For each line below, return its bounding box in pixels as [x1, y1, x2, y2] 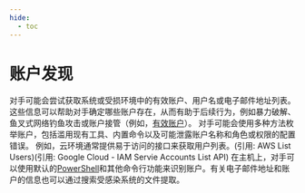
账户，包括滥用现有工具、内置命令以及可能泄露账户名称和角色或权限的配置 [16, 129, 296, 140]
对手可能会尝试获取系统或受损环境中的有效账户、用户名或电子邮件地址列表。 [9, 95, 296, 106]
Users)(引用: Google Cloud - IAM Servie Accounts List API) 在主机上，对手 [9, 151, 288, 163]
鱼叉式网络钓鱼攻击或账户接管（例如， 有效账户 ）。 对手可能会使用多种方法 [9, 118, 286, 129]
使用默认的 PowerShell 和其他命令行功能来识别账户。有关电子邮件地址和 [16, 163, 282, 174]
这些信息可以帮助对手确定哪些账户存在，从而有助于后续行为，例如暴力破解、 [9, 106, 296, 118]
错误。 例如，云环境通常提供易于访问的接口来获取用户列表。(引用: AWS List [9, 140, 291, 151]
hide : [9, 13, 30, 23]
